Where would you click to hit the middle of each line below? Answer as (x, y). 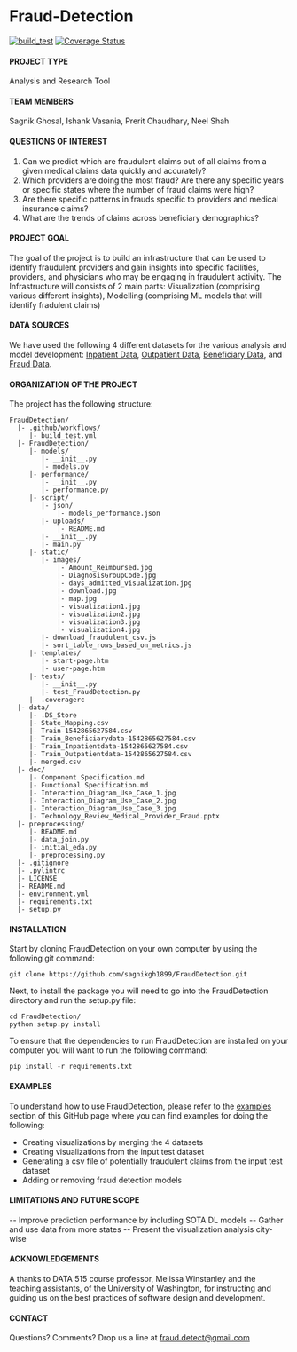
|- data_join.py (59, 840)
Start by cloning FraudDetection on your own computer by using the (133, 949)
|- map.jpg (77, 599)
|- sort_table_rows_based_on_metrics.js (117, 645)
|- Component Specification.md (86, 778)
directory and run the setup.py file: (72, 1000)
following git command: (52, 958)
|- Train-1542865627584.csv (81, 731)
